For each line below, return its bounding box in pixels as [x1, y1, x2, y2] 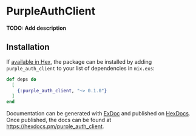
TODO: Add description [6, 24, 67, 32]
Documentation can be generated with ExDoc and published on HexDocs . [6, 110, 191, 117]
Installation [6, 42, 50, 52]
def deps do [6, 76, 36, 83]
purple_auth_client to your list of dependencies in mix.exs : [6, 64, 155, 72]
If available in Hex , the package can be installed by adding [6, 58, 152, 65]
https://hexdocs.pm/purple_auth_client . [6, 123, 104, 130]
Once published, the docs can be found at [6, 117, 112, 124]
